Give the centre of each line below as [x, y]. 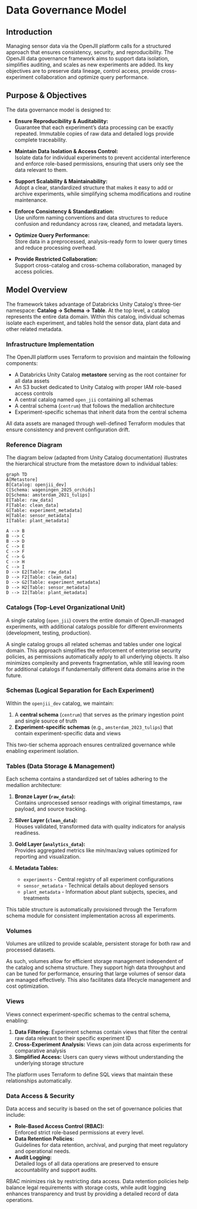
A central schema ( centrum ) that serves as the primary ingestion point [99, 714]
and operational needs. [43, 1151]
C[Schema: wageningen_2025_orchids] [51, 490]
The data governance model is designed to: [59, 110]
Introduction [29, 32]
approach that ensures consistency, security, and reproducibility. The [90, 52]
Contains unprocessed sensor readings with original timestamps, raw [98, 803]
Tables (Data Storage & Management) [61, 766]
